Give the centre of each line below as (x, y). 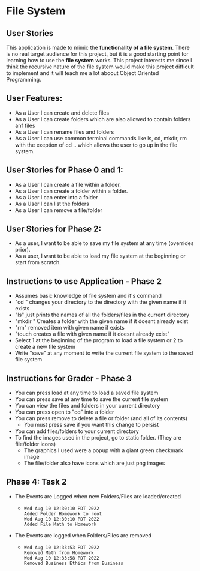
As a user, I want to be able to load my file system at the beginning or (100, 256)
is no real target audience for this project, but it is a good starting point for (97, 54)
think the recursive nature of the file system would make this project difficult (100, 67)
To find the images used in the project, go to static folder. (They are (98, 438)
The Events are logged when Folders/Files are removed (83, 535)
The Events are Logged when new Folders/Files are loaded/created (98, 496)
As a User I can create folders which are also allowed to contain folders (103, 119)
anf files (25, 125)
